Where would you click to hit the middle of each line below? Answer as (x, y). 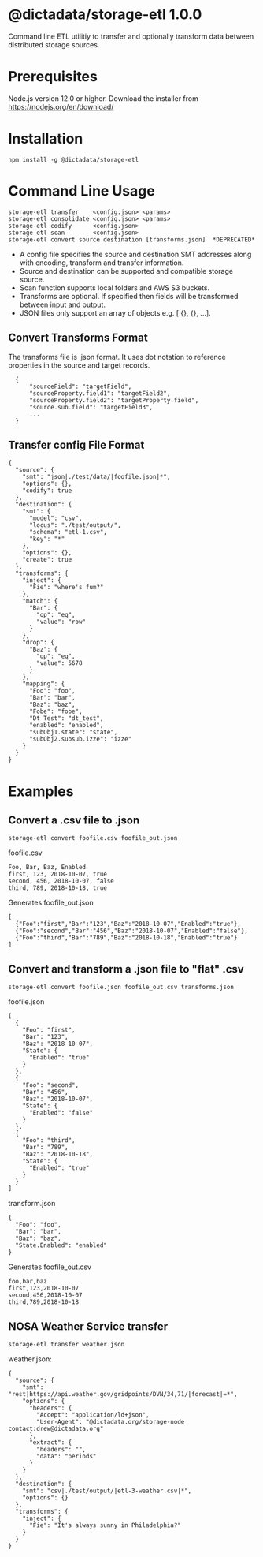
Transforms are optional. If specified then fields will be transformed (129, 296)
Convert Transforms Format (78, 338)
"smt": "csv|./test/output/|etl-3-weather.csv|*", (107, 1491)
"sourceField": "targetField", (80, 386)
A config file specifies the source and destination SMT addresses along (135, 254)
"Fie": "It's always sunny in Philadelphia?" (105, 1525)
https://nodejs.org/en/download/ (61, 106)
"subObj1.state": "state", (73, 732)
